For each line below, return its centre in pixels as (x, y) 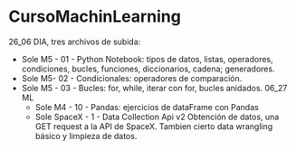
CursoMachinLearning (95, 17)
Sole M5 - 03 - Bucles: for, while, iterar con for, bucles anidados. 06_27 (154, 88)
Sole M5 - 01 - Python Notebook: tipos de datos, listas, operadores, (147, 59)
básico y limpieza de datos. (86, 136)
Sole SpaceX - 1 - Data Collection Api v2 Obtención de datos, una (157, 117)
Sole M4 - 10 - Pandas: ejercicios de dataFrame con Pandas (147, 107)
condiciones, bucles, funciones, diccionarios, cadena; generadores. (148, 69)
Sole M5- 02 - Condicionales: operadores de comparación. (132, 78)
